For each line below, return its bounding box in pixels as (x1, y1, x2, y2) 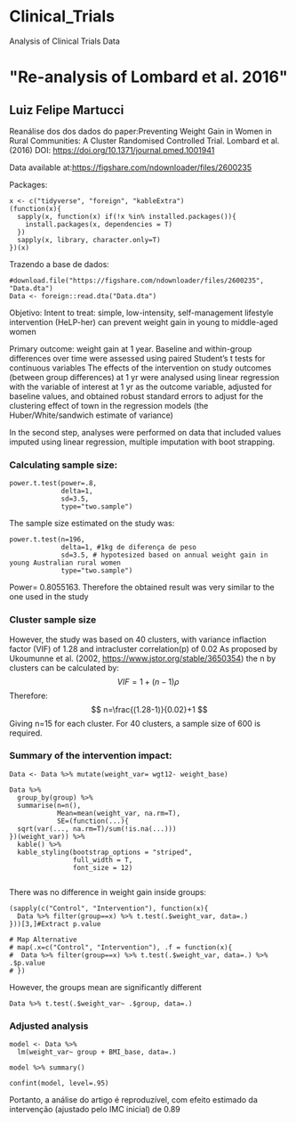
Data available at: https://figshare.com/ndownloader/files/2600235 (9, 162, 252, 173)
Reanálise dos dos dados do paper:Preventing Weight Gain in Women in (9, 126, 273, 136)
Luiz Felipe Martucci (9, 102, 124, 118)
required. (9, 728, 43, 738)
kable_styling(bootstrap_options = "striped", (17, 848, 193, 857)
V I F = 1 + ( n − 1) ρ (116, 676, 180, 687)
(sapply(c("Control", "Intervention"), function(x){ (9, 904, 209, 913)
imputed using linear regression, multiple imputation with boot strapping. (9, 436, 276, 447)
